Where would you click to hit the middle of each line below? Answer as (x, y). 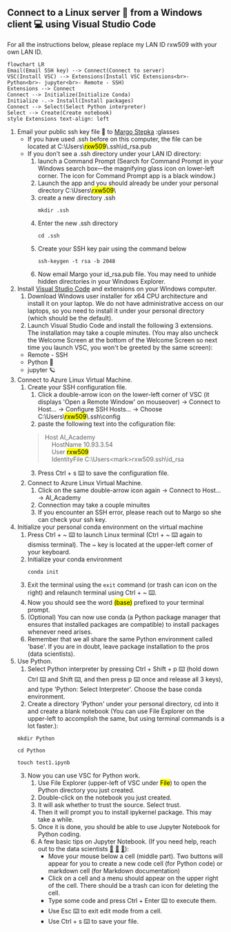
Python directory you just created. (86, 790)
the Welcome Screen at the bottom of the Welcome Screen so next (122, 340)
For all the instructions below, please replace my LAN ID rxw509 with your (112, 44)
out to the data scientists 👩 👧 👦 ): (83, 848)
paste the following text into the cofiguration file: (107, 424)
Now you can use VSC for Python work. (84, 775)
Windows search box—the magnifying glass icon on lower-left (126, 168)
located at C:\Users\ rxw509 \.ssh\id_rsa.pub (89, 146)
